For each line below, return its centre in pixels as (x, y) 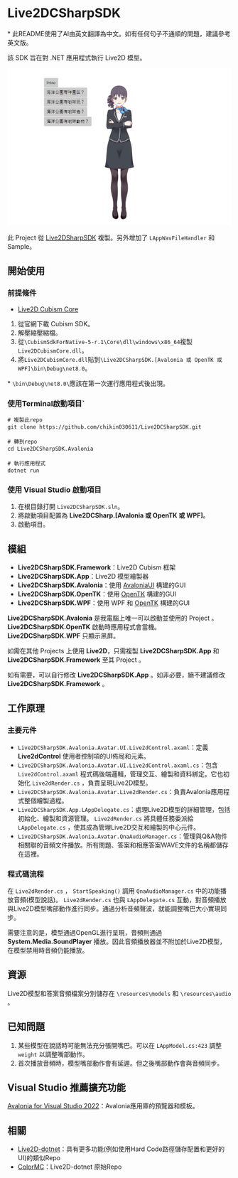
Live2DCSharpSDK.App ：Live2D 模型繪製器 (83, 576)
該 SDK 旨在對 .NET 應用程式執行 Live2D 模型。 (77, 58)
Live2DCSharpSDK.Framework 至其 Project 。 (76, 660)
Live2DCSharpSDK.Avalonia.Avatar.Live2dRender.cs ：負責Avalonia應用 (120, 791)
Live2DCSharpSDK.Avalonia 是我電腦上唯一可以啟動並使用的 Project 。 (113, 618)
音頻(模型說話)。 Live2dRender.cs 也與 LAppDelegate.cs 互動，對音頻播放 (120, 899)
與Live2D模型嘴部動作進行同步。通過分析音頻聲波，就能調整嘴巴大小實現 (114, 909)
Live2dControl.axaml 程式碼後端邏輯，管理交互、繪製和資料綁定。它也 (120, 773)
